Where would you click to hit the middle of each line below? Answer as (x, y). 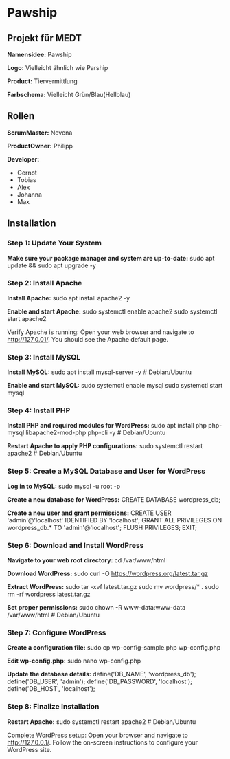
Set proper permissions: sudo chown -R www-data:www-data (96, 607)
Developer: (23, 159)
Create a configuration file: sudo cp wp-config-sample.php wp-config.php (114, 648)
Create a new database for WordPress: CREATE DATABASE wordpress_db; (114, 499)
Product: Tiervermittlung (42, 81)
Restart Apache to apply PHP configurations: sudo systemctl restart (105, 446)
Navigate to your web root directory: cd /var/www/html (87, 560)
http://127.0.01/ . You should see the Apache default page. (88, 339)
